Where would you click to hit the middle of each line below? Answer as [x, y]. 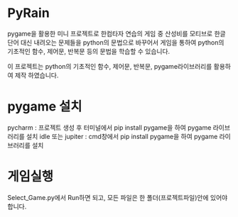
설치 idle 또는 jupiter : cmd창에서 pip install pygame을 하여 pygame [122, 136]
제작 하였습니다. [37, 75]
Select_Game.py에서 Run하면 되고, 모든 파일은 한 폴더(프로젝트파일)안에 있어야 [118, 197]
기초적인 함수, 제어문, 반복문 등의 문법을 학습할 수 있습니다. [89, 51]
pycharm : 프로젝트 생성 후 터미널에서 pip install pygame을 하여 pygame [109, 127]
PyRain [28, 13]
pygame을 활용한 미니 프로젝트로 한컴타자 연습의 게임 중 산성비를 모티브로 [110, 33]
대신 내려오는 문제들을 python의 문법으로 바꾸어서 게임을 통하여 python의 [122, 42]
